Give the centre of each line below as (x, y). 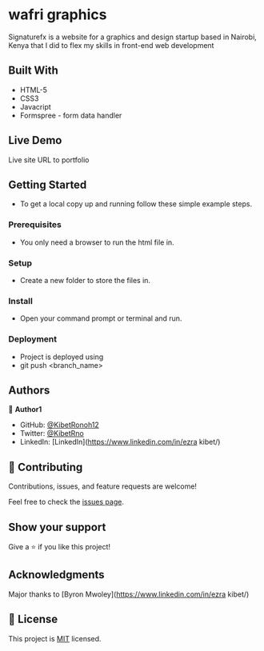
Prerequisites (35, 225)
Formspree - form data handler (71, 115)
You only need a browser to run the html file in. (97, 242)
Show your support (57, 527)
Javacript (36, 106)
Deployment (33, 339)
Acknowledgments (57, 575)
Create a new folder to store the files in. (85, 280)
